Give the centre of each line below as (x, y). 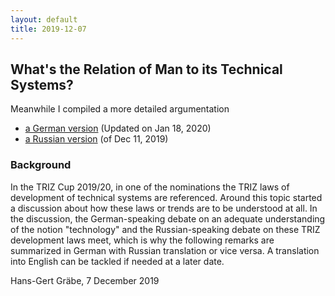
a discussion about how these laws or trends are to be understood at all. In (164, 208)
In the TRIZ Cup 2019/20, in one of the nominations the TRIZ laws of (150, 187)
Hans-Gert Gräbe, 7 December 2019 (85, 280)
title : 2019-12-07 (48, 29)
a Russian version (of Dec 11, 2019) (96, 139)
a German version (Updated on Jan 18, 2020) (118, 128)
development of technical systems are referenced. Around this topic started (166, 197)
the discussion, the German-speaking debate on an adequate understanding (168, 218)
